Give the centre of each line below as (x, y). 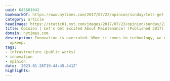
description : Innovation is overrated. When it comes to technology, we (83, 38)
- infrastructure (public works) (40, 52)
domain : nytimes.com (27, 33)
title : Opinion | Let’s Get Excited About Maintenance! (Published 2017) (85, 29)
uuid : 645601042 (22, 10)
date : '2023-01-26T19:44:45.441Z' (42, 66)
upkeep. (18, 43)
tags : (11, 47)
